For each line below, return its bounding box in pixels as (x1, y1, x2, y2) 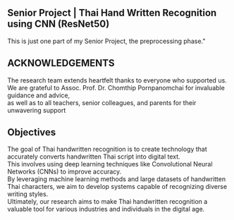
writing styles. (7, 190, 49, 198)
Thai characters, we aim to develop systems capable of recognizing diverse (7, 183, 228, 191)
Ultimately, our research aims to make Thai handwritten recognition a (7, 197, 208, 206)
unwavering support (7, 106, 66, 114)
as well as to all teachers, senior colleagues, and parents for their (7, 98, 197, 106)
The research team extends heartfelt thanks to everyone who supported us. (7, 75, 227, 85)
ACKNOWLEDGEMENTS (7, 57, 115, 69)
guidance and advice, (7, 91, 70, 99)
